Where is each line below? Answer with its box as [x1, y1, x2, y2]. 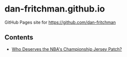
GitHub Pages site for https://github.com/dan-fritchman [4, 19, 116, 25]
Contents [4, 33, 34, 42]
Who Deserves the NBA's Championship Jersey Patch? [11, 46, 122, 52]
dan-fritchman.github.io [4, 3, 105, 14]
